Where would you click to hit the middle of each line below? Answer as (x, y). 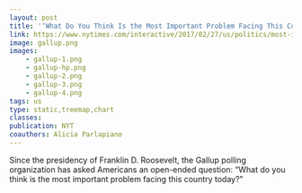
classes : (26, 118)
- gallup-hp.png (56, 68)
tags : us (26, 101)
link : (19, 34)
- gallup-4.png (54, 92)
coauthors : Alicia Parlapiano (66, 135)
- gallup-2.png (54, 76)
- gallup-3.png (54, 84)
